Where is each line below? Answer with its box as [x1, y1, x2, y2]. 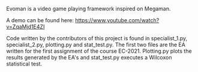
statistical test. [6, 60, 43, 67]
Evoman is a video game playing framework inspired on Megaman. [6, 5, 171, 12]
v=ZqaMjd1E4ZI [6, 23, 45, 30]
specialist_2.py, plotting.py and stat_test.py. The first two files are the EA [6, 41, 186, 48]
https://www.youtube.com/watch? [74, 17, 160, 23]
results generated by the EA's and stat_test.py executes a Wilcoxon [6, 54, 172, 61]
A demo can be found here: [6, 17, 74, 23]
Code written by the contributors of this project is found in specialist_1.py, [6, 35, 188, 41]
